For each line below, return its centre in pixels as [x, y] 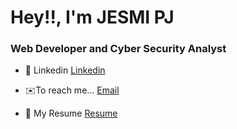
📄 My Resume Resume [71, 113]
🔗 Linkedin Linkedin [65, 70]
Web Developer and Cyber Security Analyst [118, 49]
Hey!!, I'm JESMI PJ [92, 17]
